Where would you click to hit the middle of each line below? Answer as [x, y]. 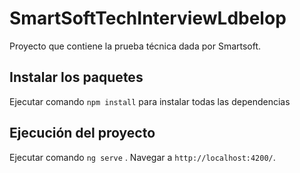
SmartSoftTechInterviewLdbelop [148, 18]
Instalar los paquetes [76, 77]
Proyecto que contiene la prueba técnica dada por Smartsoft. [135, 46]
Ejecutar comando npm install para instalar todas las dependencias [150, 101]
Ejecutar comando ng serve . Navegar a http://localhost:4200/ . [142, 157]
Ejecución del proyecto [82, 133]
